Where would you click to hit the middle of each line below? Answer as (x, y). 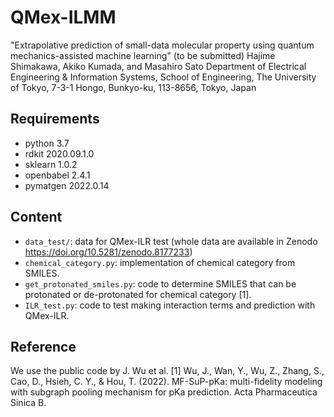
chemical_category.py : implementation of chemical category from (160, 262)
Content (36, 217)
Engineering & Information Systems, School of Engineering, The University (163, 77)
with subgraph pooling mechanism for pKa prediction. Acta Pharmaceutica (164, 392)
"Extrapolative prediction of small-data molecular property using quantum (162, 45)
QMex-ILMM (63, 17)
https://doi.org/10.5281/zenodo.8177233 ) (108, 252)
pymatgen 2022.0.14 (67, 185)
